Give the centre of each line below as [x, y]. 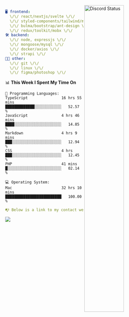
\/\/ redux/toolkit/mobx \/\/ [41, 30]
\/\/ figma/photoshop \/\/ [38, 72]
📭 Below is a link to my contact [41, 210]
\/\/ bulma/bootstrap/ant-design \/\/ [50, 26]
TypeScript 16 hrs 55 [43, 98]
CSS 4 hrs [39, 151]
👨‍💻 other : [16, 58]
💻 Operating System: [28, 182]
